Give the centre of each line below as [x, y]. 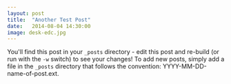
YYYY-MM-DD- [184, 66]
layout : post [26, 13]
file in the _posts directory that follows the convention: [84, 66]
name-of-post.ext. [33, 74]
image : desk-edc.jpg [37, 32]
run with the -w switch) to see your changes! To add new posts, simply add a [116, 59]
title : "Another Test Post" [49, 20]
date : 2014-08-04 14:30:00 [49, 26]
